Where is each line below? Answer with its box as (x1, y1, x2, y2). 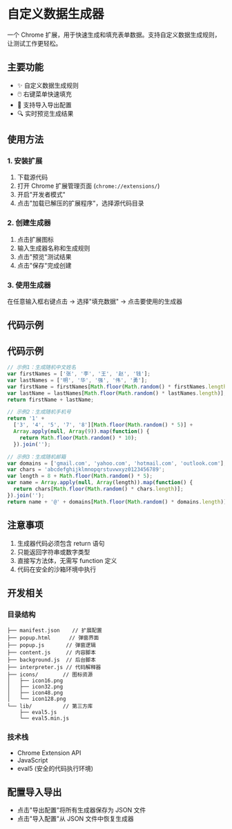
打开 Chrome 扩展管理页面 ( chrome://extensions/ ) (17, 181, 160, 190)
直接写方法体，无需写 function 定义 (17, 556, 117, 564)
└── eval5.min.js (19, 715, 70, 722)
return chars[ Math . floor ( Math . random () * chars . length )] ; (13, 485, 184, 492)
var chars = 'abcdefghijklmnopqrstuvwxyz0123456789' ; (7, 466, 166, 473)
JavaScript (17, 756, 48, 764)
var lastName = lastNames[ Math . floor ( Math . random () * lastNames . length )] (7, 389, 224, 397)
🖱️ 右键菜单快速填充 (17, 89, 72, 98)
